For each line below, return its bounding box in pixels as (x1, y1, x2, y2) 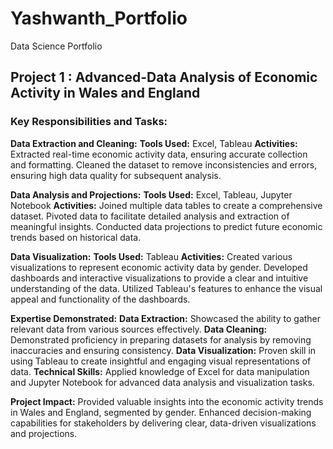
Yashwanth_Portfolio (10, 7, 188, 30)
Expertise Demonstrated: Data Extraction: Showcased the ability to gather (10, 312, 322, 324)
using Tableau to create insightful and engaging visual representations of (10, 355, 312, 367)
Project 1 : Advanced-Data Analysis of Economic (10, 69, 318, 86)
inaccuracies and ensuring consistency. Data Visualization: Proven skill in (10, 344, 317, 356)
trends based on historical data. (10, 231, 142, 243)
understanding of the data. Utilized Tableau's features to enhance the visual (10, 282, 323, 294)
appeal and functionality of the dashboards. (10, 293, 191, 305)
